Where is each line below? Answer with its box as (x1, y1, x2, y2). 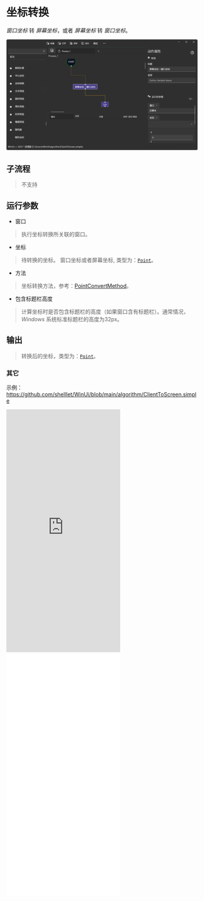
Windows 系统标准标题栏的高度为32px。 (21, 315, 123, 322)
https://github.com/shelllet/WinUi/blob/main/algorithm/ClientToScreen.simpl (6, 391, 197, 398)
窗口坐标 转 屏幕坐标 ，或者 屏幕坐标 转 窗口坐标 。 (6, 27, 131, 34)
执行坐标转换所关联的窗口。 (21, 230, 91, 237)
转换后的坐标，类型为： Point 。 (21, 352, 99, 359)
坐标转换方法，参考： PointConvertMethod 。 (21, 282, 132, 289)
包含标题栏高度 (15, 295, 53, 302)
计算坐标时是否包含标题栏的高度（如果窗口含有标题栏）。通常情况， (21, 308, 189, 315)
